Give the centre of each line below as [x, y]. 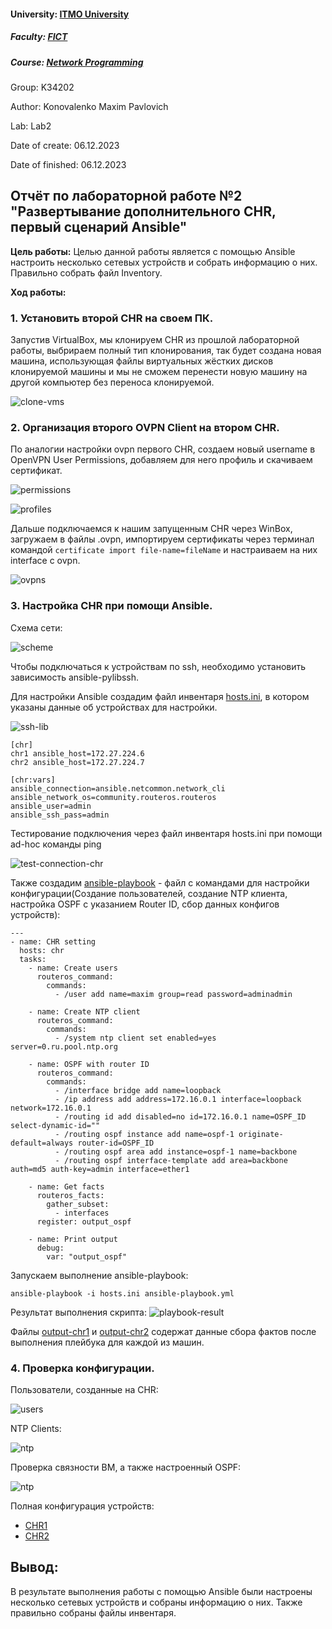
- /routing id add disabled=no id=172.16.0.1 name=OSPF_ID [180, 1116]
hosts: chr [42, 950]
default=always [42, 1143]
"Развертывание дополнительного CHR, [143, 211]
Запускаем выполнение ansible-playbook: [99, 1275]
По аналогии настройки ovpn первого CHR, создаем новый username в [163, 449]
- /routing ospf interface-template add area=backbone [171, 1160]
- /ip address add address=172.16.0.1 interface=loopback [178, 1099]
